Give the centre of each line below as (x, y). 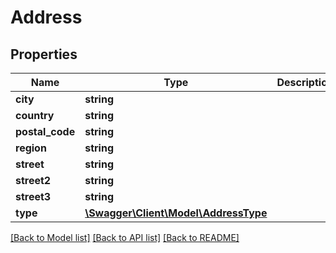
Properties (44, 54)
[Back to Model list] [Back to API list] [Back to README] (125, 237)
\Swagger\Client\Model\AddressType (176, 213)
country (35, 115)
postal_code (45, 131)
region (31, 148)
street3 (33, 196)
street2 (33, 180)
